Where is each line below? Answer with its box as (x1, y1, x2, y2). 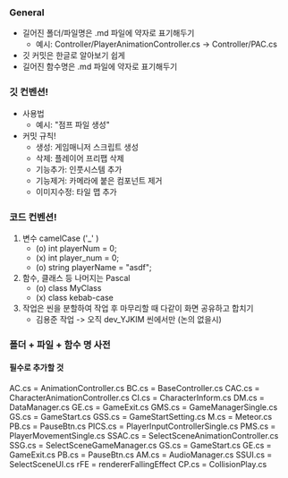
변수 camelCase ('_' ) (21, 233, 99, 243)
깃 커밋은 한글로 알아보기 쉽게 (21, 50, 125, 61)
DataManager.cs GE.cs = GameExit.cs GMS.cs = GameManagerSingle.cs (9, 402, 278, 413)
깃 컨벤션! (9, 86, 49, 98)
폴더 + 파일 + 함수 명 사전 (9, 338, 111, 351)
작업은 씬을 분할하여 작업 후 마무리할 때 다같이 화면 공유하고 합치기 (21, 303, 254, 313)
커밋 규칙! (21, 130, 56, 141)
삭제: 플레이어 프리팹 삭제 (35, 152, 125, 163)
